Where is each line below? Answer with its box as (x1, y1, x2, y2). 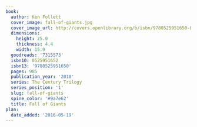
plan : (5, 107, 19, 112)
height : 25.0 (16, 36, 48, 42)
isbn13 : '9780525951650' (11, 63, 72, 69)
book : (5, 8, 19, 15)
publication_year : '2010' (11, 74, 75, 80)
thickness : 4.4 (16, 42, 54, 47)
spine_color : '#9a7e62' (11, 95, 69, 101)
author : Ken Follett (11, 14, 61, 20)
